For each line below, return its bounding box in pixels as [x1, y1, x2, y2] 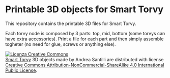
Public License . [5, 67, 37, 73]
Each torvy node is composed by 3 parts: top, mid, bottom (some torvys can [5, 30, 165, 36]
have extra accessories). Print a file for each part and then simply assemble [5, 36, 164, 42]
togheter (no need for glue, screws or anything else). [5, 41, 116, 47]
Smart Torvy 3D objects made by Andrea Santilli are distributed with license [5, 56, 164, 62]
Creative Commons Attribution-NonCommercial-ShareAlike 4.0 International [5, 62, 164, 68]
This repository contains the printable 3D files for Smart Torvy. [5, 20, 136, 27]
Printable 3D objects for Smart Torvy [5, 4, 164, 15]
